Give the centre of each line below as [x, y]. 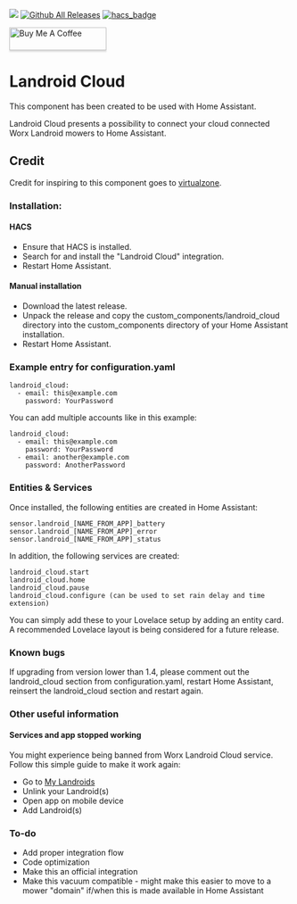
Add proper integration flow [73, 853]
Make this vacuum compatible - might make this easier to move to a [147, 881]
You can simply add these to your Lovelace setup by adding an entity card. [146, 619]
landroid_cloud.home [48, 580]
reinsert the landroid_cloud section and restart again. [106, 691]
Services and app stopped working [75, 735]
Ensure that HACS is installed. [77, 246]
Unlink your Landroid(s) [66, 792]
